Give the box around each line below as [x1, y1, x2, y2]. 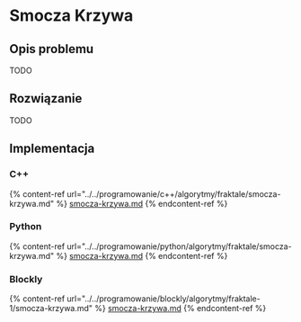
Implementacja [9, 141, 95, 157]
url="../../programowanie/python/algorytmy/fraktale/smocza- [66, 240, 292, 252]
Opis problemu [9, 41, 94, 57]
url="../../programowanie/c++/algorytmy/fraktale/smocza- [66, 188, 281, 199]
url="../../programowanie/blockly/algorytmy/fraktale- [66, 293, 261, 304]
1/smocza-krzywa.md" [9, 303, 93, 314]
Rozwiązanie [9, 91, 83, 106]
